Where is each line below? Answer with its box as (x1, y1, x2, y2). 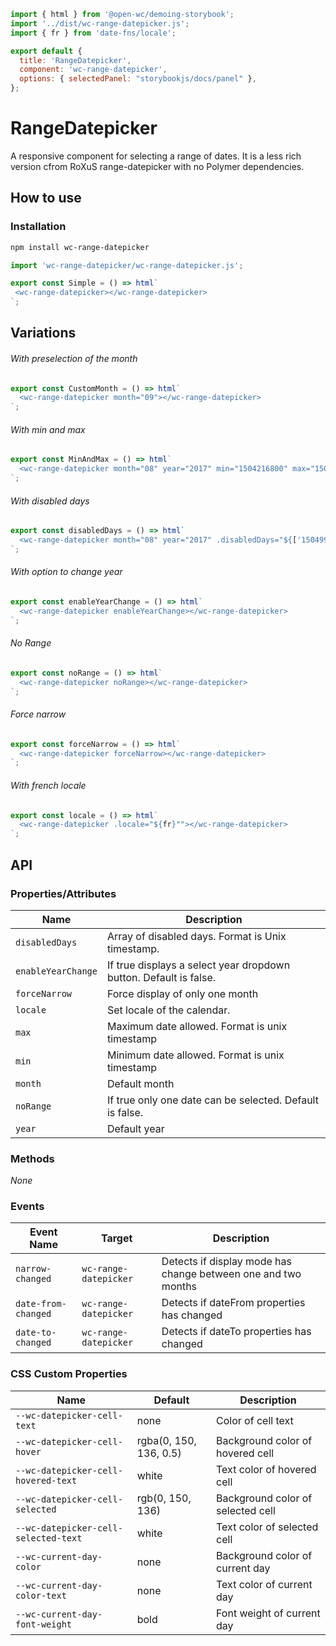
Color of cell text (216, 1413, 294, 1427)
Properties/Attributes (10, 886, 117, 900)
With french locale (10, 779, 87, 791)
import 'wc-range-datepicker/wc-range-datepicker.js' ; (10, 260, 244, 270)
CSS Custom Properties (10, 1367, 128, 1381)
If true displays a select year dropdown (106, 958, 291, 972)
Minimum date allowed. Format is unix (106, 1048, 285, 1062)
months (161, 1280, 198, 1294)
